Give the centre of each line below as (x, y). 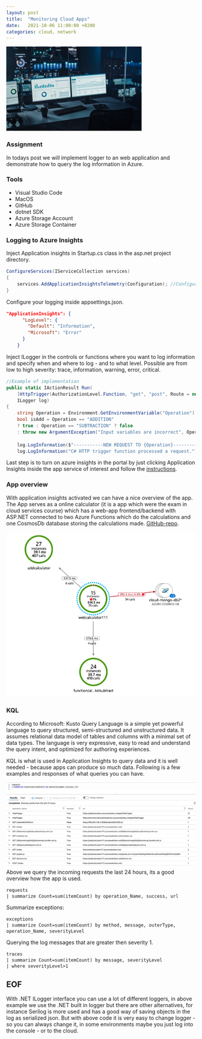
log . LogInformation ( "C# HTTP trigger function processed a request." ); (109, 451)
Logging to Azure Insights (45, 240)
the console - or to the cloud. (42, 1031)
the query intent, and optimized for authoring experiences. (79, 749)
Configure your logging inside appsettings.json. (65, 302)
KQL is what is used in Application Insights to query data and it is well (92, 761)
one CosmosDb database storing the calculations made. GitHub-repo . (93, 523)
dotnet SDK (29, 212)
